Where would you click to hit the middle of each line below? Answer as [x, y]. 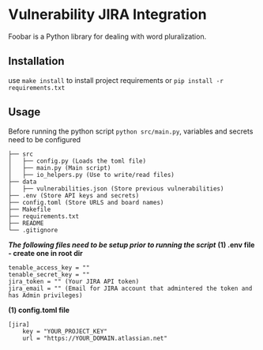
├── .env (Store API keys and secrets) [74, 195]
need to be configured [45, 139]
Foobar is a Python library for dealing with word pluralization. [107, 36]
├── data [23, 182]
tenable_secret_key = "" [49, 274]
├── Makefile [30, 209]
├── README [26, 223]
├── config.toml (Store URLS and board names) [86, 202]
